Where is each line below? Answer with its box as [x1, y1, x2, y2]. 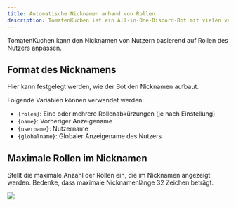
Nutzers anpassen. [7, 44, 62, 52]
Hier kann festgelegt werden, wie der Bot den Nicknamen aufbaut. [7, 82, 199, 91]
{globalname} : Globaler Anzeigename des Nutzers [17, 132, 162, 140]
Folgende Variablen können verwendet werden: [7, 96, 145, 105]
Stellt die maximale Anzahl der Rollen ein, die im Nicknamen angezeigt [7, 171, 211, 180]
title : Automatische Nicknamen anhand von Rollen [7, 10, 156, 18]
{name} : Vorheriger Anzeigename [17, 117, 113, 126]
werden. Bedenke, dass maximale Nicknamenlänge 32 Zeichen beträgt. [7, 178, 214, 187]
